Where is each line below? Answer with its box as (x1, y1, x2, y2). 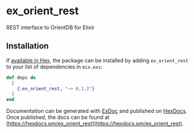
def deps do (6, 74, 36, 81)
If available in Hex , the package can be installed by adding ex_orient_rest (6, 56, 189, 64)
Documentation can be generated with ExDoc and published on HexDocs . (6, 107, 187, 115)
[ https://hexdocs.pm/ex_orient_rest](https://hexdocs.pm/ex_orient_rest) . (6, 120, 184, 127)
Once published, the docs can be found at (6, 114, 110, 121)
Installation (6, 41, 49, 51)
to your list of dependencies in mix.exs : (6, 63, 103, 70)
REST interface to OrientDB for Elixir (6, 24, 95, 31)
